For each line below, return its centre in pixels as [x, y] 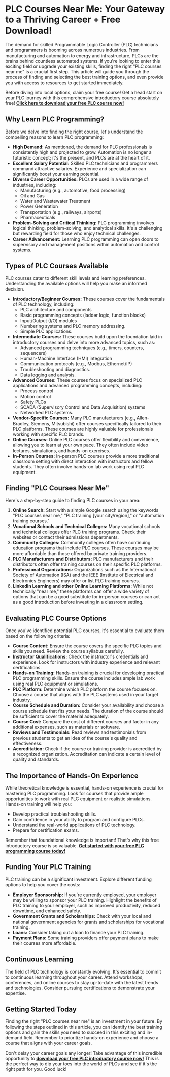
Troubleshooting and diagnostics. [55, 369]
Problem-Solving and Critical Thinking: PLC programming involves [83, 223]
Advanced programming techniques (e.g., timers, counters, [82, 348]
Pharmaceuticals [38, 217]
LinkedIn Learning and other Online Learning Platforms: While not [83, 586]
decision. [15, 289]
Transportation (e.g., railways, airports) [61, 212]
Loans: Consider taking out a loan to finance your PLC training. [78, 932]
